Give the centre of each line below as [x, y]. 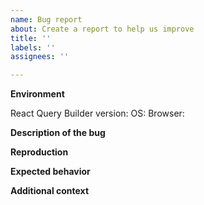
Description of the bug [58, 133]
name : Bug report [46, 19]
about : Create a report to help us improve [102, 29]
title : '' [31, 38]
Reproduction [39, 152]
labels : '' [33, 47]
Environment [37, 94]
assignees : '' [40, 57]
